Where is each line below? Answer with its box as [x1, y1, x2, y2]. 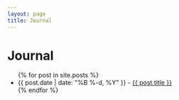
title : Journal [7, 17, 53, 24]
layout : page [7, 10, 46, 18]
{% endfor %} [17, 86, 59, 94]
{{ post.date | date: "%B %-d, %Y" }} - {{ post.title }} [17, 79, 173, 87]
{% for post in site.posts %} [17, 71, 99, 79]
